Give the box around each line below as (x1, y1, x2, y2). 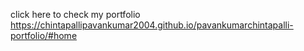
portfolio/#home (10, 30, 78, 41)
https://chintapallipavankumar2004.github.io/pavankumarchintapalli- (10, 19, 294, 31)
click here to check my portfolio (10, 9, 141, 20)
